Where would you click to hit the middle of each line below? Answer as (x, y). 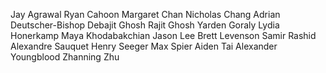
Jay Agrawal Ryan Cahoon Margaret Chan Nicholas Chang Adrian (145, 14)
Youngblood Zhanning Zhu (65, 57)
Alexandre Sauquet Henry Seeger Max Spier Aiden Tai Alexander (144, 46)
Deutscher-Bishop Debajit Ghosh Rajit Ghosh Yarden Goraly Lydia (145, 25)
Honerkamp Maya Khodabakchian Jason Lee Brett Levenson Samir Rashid (163, 35)
